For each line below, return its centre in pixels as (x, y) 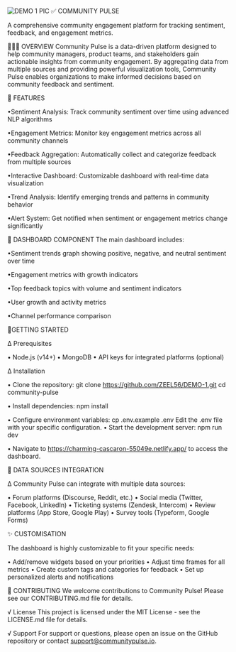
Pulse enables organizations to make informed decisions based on (104, 77)
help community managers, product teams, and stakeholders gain (103, 54)
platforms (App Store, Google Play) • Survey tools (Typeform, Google (108, 512)
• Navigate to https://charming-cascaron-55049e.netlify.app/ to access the (118, 449)
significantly (25, 226)
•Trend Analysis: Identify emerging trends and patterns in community (108, 197)
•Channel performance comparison (59, 316)
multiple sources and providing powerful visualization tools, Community (112, 69)
